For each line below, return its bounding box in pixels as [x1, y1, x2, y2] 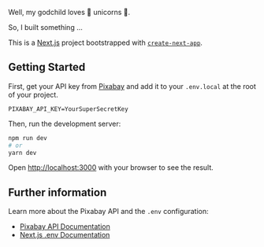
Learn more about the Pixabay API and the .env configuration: [8, 207, 209, 216]
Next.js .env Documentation [19, 230, 110, 240]
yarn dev [8, 149, 37, 157]
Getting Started [8, 61, 86, 74]
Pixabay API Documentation [19, 222, 110, 231]
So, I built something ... [8, 23, 83, 31]
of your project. [8, 90, 59, 99]
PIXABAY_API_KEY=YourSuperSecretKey [8, 105, 128, 113]
